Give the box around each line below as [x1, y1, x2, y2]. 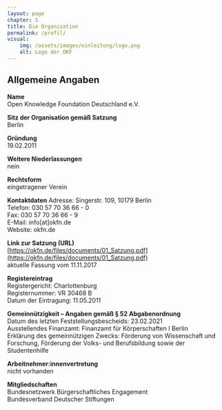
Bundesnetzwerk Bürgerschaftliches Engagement [7, 387, 148, 396]
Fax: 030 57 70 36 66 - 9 [7, 211, 78, 219]
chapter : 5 [7, 17, 39, 23]
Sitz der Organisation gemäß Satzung [7, 113, 117, 121]
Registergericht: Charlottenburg [7, 281, 97, 290]
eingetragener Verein [7, 182, 68, 191]
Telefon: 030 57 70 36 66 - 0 [7, 203, 90, 211]
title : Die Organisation [7, 23, 79, 30]
